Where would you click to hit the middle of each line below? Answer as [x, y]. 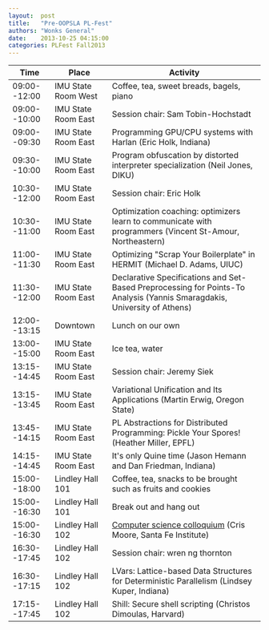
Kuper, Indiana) [141, 592]
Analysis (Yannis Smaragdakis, [170, 297]
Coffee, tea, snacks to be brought [175, 479]
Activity [185, 73]
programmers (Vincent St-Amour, [176, 232]
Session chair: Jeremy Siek [163, 372]
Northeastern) [139, 241]
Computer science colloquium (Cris [179, 525]
